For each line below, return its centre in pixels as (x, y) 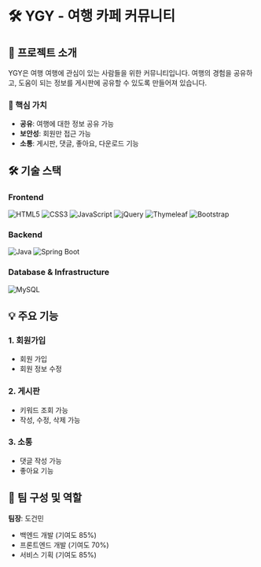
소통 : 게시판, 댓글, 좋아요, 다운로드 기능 (79, 143)
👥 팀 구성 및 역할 (45, 498)
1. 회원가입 (27, 340)
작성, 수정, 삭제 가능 (50, 420)
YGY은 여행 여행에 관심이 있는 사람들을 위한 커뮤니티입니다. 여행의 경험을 (120, 73)
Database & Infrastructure (59, 272)
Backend (26, 235)
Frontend (26, 197)
